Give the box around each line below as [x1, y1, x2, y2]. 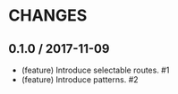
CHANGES [8, 5, 88, 26]
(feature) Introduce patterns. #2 [21, 74, 140, 85]
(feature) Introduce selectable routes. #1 [21, 64, 170, 75]
